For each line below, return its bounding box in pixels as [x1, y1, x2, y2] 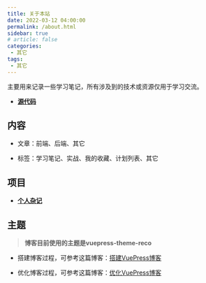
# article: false [7, 36, 58, 43]
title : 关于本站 [7, 10, 50, 17]
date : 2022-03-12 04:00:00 [7, 17, 86, 24]
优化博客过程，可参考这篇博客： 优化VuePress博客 [17, 268, 162, 277]
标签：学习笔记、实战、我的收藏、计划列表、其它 [17, 154, 159, 163]
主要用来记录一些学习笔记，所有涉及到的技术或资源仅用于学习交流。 [7, 82, 203, 91]
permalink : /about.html [7, 23, 77, 30]
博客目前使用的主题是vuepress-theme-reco [24, 239, 152, 247]
